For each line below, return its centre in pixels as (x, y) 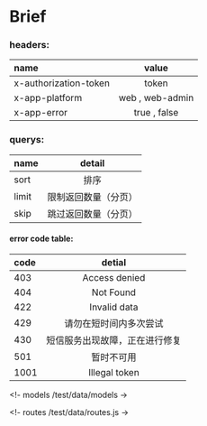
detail (92, 162)
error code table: (41, 239)
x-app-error (41, 113)
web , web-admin (156, 98)
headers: (29, 45)
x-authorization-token (62, 83)
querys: (27, 140)
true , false (156, 113)
